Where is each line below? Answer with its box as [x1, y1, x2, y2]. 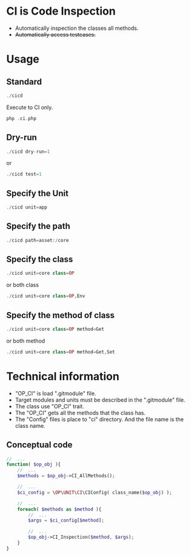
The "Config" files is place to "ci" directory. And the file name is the [15, 416, 184, 423]
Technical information [6, 369, 119, 383]
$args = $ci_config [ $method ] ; [28, 517, 104, 523]
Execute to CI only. [6, 104, 53, 111]
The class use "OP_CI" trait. [15, 402, 85, 410]
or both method [6, 337, 45, 344]
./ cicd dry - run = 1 [6, 148, 50, 155]
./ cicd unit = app [6, 204, 47, 211]
